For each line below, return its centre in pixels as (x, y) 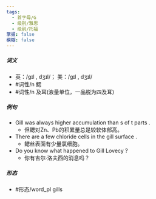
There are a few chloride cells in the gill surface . (76, 137)
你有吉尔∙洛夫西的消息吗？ (57, 158)
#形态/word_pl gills (39, 189)
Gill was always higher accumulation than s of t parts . (83, 123)
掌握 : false (20, 35)
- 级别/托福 (25, 29)
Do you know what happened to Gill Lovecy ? (72, 150)
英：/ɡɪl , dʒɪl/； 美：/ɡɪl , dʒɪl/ (54, 76)
